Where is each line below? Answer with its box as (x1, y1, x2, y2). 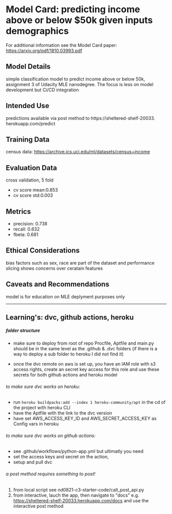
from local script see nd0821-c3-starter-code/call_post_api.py (13, 486, 144, 493)
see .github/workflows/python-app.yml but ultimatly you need (13, 448, 143, 454)
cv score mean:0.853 (13, 187, 58, 193)
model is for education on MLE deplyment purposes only (6, 293, 125, 299)
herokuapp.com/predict (6, 120, 56, 126)
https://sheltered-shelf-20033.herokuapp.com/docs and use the (13, 497, 149, 503)
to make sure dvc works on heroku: (6, 383, 81, 390)
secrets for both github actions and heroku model (13, 371, 118, 378)
